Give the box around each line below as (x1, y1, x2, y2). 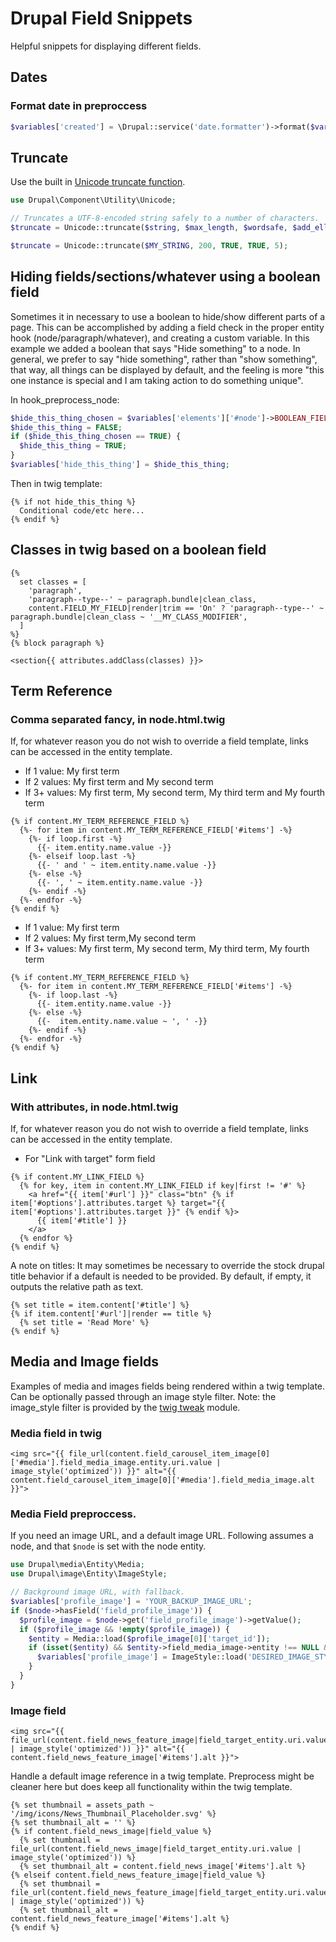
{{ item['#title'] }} (36, 1216, 128, 1226)
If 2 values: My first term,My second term (24, 932, 197, 944)
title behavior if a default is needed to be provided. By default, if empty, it (10, 1270, 312, 1282)
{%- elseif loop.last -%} (28, 852, 137, 862)
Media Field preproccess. (10, 1507, 137, 1521)
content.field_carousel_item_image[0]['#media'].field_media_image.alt (10, 1475, 315, 1486)
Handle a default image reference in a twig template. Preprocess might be (10, 1770, 315, 1782)
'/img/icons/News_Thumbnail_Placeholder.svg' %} (10, 1809, 217, 1819)
